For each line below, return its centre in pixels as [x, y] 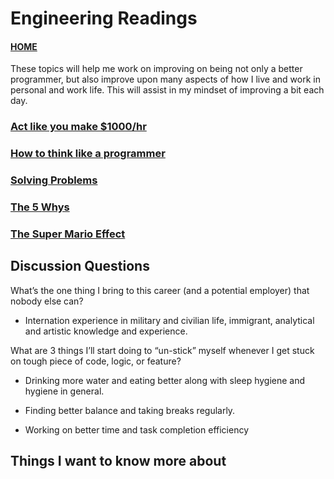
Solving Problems [54, 180]
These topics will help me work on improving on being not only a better [156, 69]
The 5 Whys [40, 207]
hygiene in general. [64, 391]
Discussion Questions [80, 266]
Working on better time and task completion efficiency [137, 429]
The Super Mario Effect [68, 234]
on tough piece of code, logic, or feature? [96, 361]
